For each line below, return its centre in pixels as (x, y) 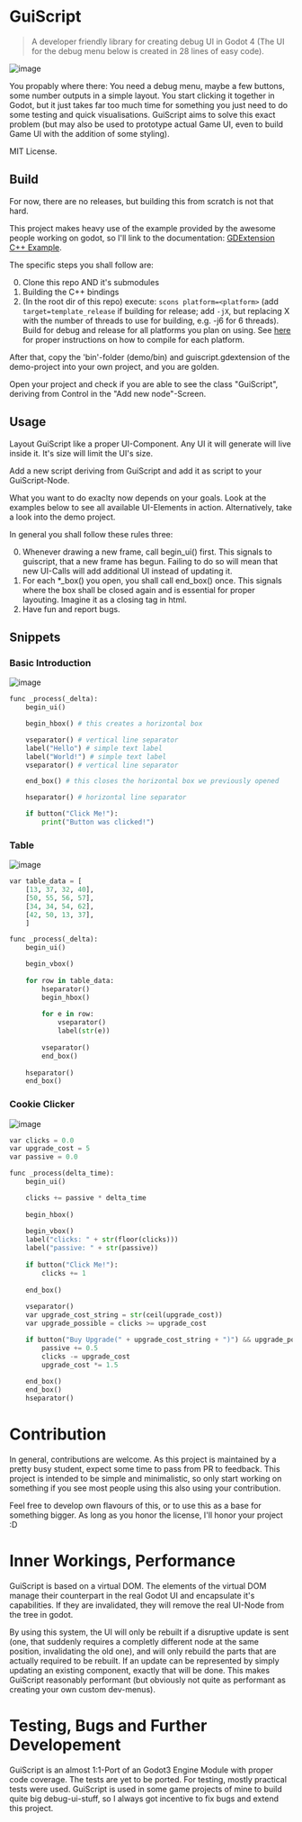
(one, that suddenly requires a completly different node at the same (134, 1641)
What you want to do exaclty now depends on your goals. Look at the (138, 498)
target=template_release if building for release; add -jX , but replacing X (156, 311)
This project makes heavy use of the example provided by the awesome (142, 228)
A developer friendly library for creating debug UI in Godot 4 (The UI (158, 41)
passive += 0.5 (70, 1348)
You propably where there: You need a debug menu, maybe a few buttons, (147, 86)
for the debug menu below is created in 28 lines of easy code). (148, 50)
